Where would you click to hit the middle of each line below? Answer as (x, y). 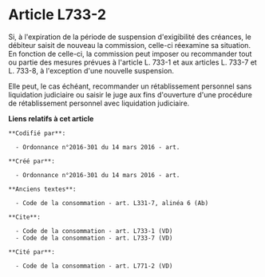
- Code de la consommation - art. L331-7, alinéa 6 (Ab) (112, 203)
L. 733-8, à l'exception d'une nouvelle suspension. (91, 70)
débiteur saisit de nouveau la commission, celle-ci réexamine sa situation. (130, 45)
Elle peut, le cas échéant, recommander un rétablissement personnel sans (130, 86)
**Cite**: (25, 217)
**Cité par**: (32, 252)
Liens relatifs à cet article (51, 118)
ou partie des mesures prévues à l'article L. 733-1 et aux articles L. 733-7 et (132, 62)
